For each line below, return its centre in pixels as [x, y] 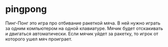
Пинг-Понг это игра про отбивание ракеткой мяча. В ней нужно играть [83, 23]
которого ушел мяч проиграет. [39, 39]
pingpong [26, 9]
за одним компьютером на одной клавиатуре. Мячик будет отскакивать [84, 28]
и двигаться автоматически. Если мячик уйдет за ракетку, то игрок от [82, 33]
